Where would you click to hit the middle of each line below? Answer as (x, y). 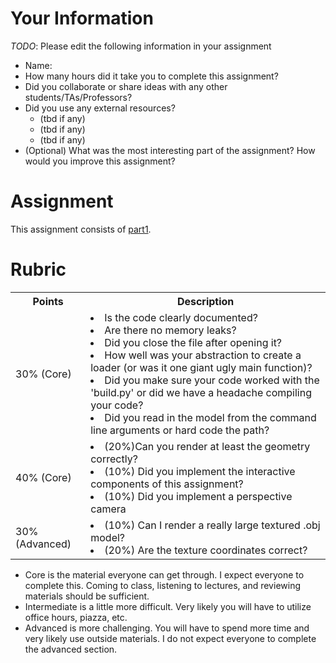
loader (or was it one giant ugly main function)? (201, 367)
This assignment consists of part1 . (81, 229)
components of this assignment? (167, 484)
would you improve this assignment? (100, 161)
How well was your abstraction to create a (203, 355)
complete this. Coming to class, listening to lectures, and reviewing (162, 585)
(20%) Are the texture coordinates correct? (206, 550)
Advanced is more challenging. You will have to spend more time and (167, 628)
